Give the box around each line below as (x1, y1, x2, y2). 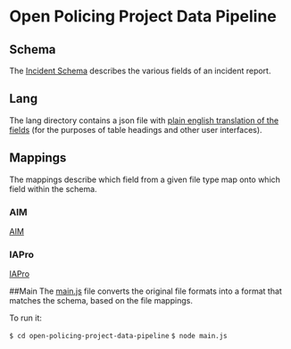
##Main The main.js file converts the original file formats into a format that (9, 286, 283, 296)
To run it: (9, 312, 43, 323)
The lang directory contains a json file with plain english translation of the (9, 114, 279, 126)
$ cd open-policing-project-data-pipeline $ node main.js (9, 332, 228, 341)
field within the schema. (9, 183, 97, 194)
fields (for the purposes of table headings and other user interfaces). (9, 124, 262, 135)
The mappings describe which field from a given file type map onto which (9, 174, 281, 185)
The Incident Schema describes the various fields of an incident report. (9, 65, 271, 76)
